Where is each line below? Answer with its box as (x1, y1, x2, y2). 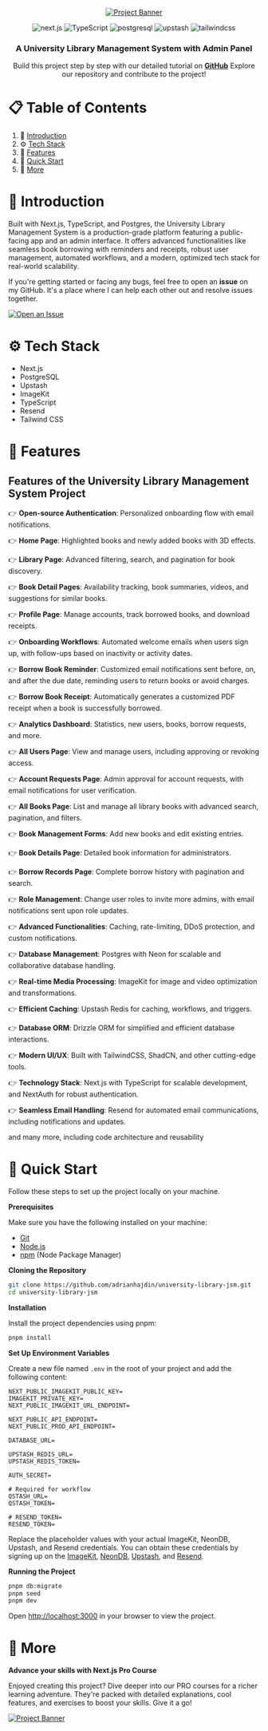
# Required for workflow (8, 1485, 91, 1493)
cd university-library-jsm (8, 1288, 98, 1296)
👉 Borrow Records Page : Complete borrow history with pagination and (8, 867, 245, 877)
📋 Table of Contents (8, 99, 148, 117)
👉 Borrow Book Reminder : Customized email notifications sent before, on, (8, 665, 256, 674)
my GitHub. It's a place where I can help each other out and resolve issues (8, 286, 253, 295)
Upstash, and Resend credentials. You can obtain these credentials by (8, 1543, 239, 1552)
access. (8, 758, 34, 768)
